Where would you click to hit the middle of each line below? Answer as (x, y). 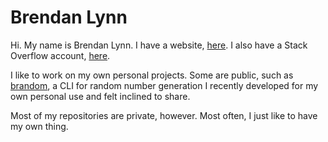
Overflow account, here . (60, 55)
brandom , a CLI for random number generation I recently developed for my (164, 85)
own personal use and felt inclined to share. (100, 96)
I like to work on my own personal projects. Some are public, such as (152, 75)
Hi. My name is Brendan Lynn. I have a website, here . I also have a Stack (159, 45)
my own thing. (39, 126)
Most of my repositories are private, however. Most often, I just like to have (164, 115)
